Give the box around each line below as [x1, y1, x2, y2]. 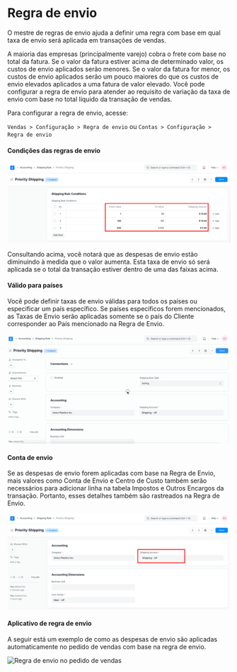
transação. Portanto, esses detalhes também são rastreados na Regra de [7, 491, 221, 500]
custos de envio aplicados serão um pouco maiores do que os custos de [7, 72, 219, 81]
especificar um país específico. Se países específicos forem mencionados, [7, 304, 226, 313]
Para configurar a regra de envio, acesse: [7, 108, 129, 117]
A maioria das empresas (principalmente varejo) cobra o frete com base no [7, 50, 226, 58]
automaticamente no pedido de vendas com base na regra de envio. [7, 642, 207, 651]
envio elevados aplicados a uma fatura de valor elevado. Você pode [7, 79, 205, 88]
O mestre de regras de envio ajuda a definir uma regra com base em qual [7, 28, 221, 37]
